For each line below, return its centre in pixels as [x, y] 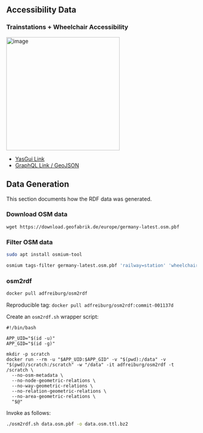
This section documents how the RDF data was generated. [79, 199]
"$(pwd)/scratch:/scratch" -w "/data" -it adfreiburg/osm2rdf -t [90, 365]
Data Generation [38, 184]
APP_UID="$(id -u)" [31, 338]
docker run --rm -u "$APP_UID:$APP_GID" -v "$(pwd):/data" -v [86, 360]
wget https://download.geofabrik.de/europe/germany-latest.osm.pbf [93, 227]
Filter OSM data [30, 242]
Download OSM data [37, 214]
